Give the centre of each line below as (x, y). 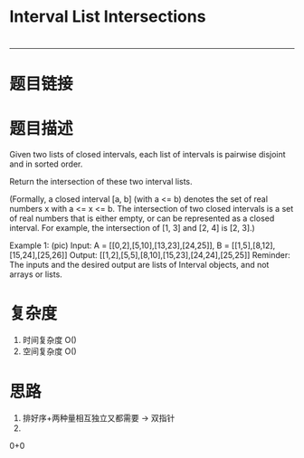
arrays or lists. (36, 274)
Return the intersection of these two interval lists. (101, 181)
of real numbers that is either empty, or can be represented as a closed (142, 218)
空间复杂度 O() (49, 351)
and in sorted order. (46, 164)
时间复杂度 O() (49, 340)
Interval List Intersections (108, 17)
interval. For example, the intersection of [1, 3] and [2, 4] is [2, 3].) (132, 227)
